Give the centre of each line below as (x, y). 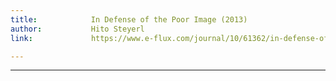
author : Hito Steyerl (77, 29)
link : (21, 38)
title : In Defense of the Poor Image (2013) (129, 19)
